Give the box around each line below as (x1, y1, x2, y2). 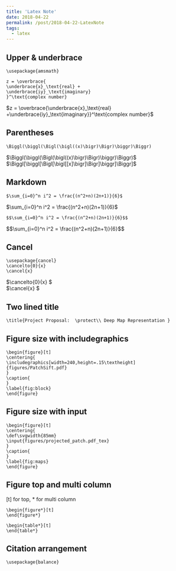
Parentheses (6, 128, 54, 138)
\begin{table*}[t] (6, 523, 51, 528)
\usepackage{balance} (6, 559, 60, 565)
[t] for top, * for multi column (6, 495, 76, 502)
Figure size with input (6, 407, 87, 417)
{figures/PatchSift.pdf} (6, 365, 67, 371)
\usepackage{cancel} (6, 258, 57, 264)
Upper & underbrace (6, 53, 83, 63)
